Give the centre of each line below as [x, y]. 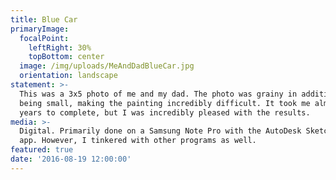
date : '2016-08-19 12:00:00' [71, 159]
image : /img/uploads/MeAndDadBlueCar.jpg [107, 66]
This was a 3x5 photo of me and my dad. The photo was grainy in [158, 94]
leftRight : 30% [60, 47]
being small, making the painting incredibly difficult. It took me [165, 103]
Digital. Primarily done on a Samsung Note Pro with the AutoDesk [160, 131]
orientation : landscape [68, 76]
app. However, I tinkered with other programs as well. [138, 141]
